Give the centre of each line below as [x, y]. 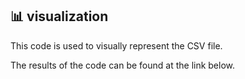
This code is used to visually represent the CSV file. [116, 45]
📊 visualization [59, 16]
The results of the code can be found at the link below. [123, 65]
